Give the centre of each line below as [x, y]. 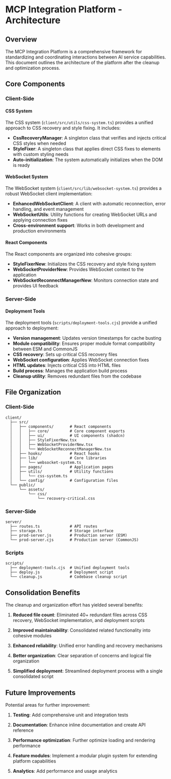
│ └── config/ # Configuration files [64, 480]
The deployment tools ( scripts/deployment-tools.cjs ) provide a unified [81, 323]
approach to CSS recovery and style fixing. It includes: [63, 128]
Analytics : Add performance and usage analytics [65, 771]
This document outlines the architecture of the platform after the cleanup [82, 62]
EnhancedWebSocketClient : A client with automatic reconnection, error [89, 203]
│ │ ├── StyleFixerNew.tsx [43, 440]
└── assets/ [32, 489]
